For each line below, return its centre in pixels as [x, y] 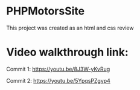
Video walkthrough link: [67, 52]
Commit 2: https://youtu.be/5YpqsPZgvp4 [58, 80]
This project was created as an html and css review [70, 28]
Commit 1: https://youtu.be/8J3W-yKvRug [58, 69]
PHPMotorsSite [46, 11]
